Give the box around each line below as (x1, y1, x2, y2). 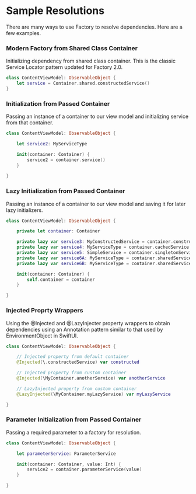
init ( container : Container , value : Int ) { (16, 461, 121, 467)
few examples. (6, 29, 41, 36)
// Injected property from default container (16, 354, 129, 360)
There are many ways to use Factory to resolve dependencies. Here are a (6, 23, 183, 30)
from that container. (6, 119, 54, 126)
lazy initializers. (6, 206, 43, 214)
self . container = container (27, 276, 95, 283)
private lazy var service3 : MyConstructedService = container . (16, 239, 174, 245)
